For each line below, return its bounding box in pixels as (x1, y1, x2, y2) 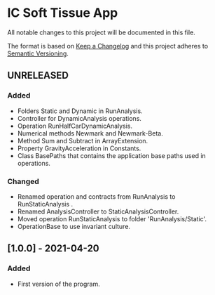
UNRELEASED (7, 70, 69, 81)
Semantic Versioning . (7, 49, 69, 58)
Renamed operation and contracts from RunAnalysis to (17, 192, 176, 201)
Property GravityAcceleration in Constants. (17, 144, 141, 152)
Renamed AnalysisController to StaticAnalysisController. (17, 207, 179, 216)
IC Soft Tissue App (7, 5, 118, 21)
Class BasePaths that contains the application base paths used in (17, 151, 207, 159)
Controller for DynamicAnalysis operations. (17, 114, 142, 122)
